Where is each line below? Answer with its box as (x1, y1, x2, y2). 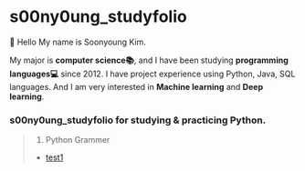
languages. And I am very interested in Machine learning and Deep (9, 81, 263, 92)
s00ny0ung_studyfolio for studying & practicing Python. (9, 114, 267, 126)
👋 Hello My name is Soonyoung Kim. (9, 36, 146, 47)
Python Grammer (45, 135, 110, 146)
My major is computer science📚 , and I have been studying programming (9, 55, 289, 65)
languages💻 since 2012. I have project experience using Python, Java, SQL (9, 68, 296, 79)
